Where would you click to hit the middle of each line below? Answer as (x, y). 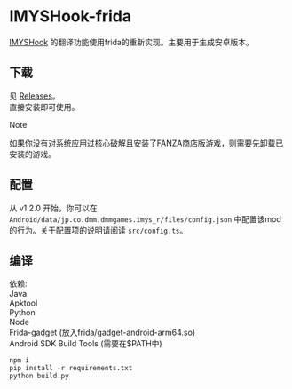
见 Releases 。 (35, 96)
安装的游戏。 (32, 154)
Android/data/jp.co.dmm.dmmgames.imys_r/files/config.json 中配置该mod (146, 218)
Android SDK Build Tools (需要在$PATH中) (86, 344)
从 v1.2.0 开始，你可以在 (53, 208)
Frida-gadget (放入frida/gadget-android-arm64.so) (103, 333)
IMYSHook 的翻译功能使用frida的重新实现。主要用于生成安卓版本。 (132, 42)
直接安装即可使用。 (44, 107)
